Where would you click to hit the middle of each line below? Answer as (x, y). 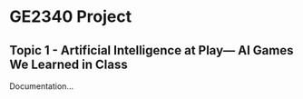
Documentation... (42, 86)
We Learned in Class (69, 64)
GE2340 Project (71, 17)
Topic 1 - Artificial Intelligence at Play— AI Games (151, 50)
